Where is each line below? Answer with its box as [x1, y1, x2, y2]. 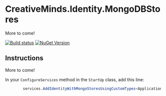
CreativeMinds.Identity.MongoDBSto [5, 3, 161, 15]
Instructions [5, 54, 43, 63]
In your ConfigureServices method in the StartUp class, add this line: [5, 76, 144, 82]
